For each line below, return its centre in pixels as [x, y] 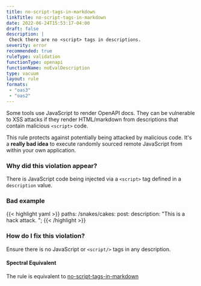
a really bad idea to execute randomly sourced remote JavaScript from [94, 144]
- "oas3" [20, 90]
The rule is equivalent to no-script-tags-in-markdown [73, 276]
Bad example [26, 201]
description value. [29, 185]
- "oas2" [20, 96]
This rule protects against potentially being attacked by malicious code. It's [99, 137]
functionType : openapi [35, 62]
